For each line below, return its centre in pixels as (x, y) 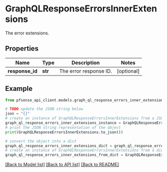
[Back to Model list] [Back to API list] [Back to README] (62, 165)
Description (86, 63)
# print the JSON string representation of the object (63, 127)
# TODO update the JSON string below (44, 109)
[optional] (128, 71)
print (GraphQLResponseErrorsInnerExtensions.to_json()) (64, 132)
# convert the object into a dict (41, 141)
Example (19, 89)
